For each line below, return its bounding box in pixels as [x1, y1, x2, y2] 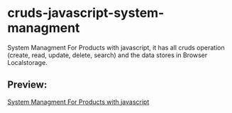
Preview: [7, 79, 48, 91]
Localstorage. [7, 58, 48, 66]
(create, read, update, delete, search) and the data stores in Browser [7, 51, 208, 59]
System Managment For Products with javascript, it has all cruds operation [7, 43, 225, 52]
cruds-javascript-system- [7, 5, 165, 21]
